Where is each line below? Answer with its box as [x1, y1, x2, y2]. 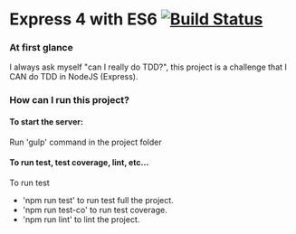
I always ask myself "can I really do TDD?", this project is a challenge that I [9, 61, 288, 72]
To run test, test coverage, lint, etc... [9, 157, 149, 168]
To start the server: [9, 117, 84, 126]
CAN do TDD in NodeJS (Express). [9, 71, 138, 82]
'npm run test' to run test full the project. [22, 194, 174, 205]
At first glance [9, 42, 74, 54]
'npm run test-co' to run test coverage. [22, 204, 167, 215]
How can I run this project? [9, 94, 129, 107]
